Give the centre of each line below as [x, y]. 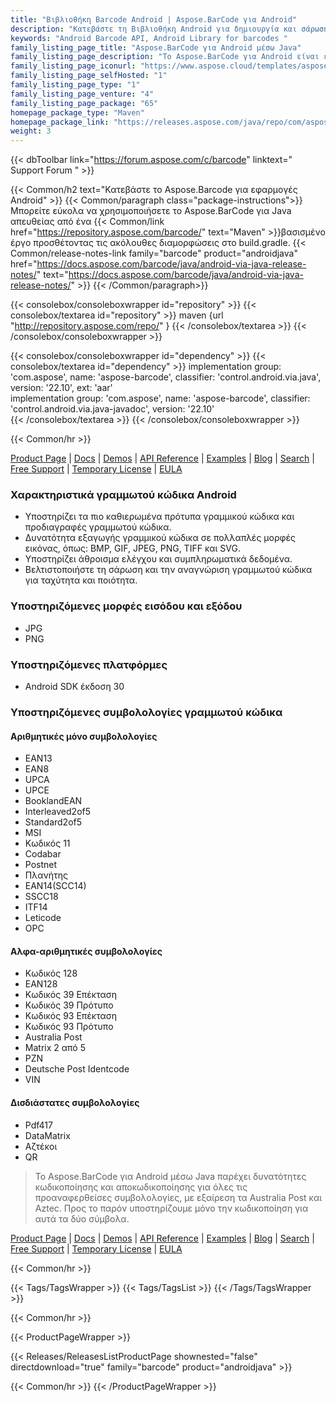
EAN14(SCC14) [55, 886]
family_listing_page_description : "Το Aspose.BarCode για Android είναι [165, 57]
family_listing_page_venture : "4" [82, 94]
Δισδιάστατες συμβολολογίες [75, 1102]
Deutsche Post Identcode [77, 1069]
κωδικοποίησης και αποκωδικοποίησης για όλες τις [141, 1187]
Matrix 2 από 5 [55, 1048]
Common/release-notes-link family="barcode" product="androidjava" [154, 253]
